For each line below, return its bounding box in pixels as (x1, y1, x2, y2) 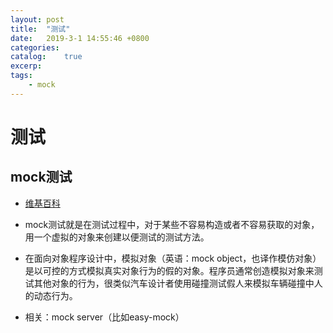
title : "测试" (10, 24, 71, 34)
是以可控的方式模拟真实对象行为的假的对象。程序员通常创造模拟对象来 (24, 264, 315, 276)
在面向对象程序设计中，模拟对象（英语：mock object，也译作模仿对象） (24, 252, 322, 264)
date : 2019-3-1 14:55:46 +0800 (10, 33, 150, 43)
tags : (10, 71, 33, 81)
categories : (10, 42, 60, 53)
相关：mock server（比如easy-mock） (24, 311, 185, 323)
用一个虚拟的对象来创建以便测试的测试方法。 (24, 231, 210, 243)
